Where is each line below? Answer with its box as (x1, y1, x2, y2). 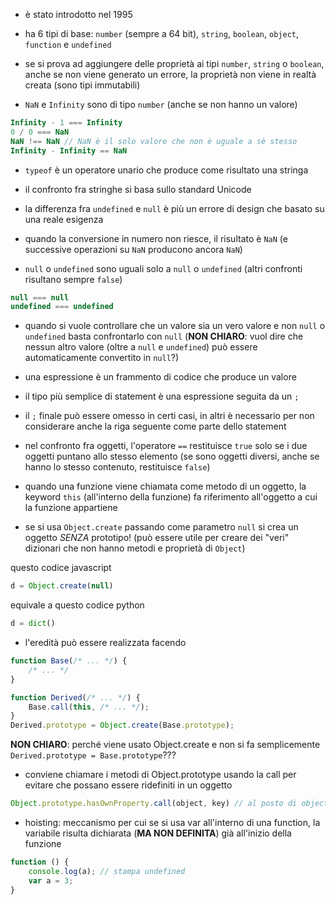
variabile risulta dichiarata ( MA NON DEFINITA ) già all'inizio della (24, 827, 292, 839)
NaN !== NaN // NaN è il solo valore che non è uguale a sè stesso (10, 136, 298, 146)
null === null (10, 292, 70, 303)
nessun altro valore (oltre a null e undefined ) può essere (24, 341, 258, 353)
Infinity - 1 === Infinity (10, 118, 123, 128)
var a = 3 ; (28, 875, 74, 886)
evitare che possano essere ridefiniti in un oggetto (24, 779, 233, 791)
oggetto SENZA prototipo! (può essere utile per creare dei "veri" (24, 532, 290, 544)
